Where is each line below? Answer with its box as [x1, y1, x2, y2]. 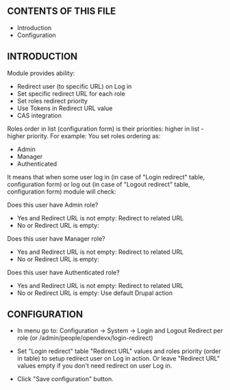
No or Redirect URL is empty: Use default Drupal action [16, 289, 173, 297]
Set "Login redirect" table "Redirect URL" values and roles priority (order [16, 347, 221, 355]
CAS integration [16, 111, 62, 119]
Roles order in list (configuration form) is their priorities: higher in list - [7, 125, 204, 133]
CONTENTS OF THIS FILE [7, 5, 116, 17]
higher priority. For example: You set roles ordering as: [7, 131, 161, 140]
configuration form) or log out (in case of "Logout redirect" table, [7, 180, 190, 188]
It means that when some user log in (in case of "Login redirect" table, [7, 172, 205, 181]
